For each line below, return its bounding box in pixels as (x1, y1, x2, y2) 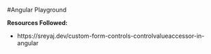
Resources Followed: (7, 19, 68, 26)
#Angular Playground (7, 6, 67, 13)
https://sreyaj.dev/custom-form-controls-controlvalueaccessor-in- (16, 32, 205, 40)
